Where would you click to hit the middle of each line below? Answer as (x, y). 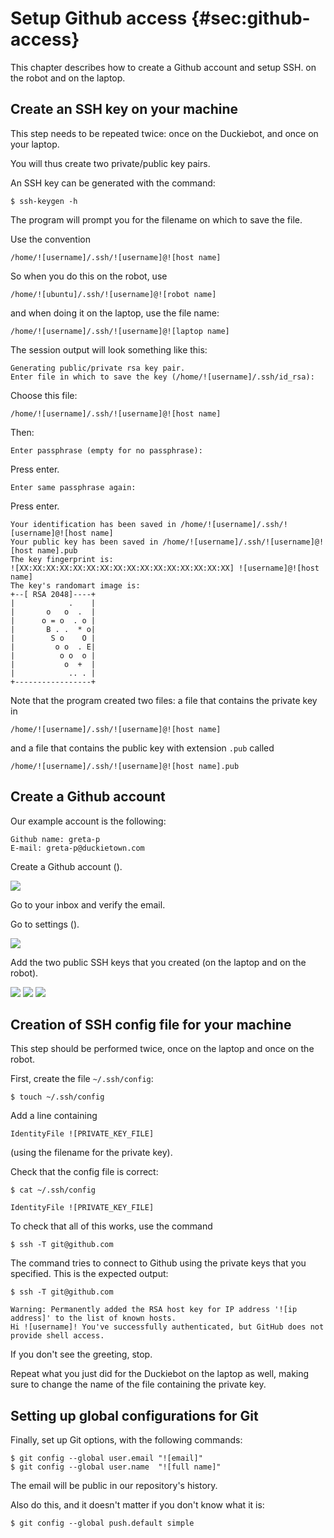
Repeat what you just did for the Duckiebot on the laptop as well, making (160, 1374)
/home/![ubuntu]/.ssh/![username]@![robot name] (113, 294)
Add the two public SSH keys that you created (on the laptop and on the (158, 962)
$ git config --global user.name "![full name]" (116, 1467)
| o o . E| (53, 647)
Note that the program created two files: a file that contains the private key (164, 700)
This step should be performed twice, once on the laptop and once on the (162, 1049)
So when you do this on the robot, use (89, 276)
